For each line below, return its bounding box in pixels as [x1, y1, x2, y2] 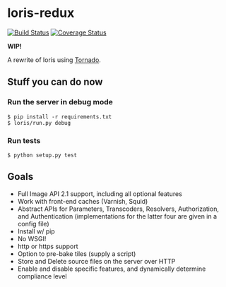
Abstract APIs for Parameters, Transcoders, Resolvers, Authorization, [17, 204, 219, 213]
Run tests [7, 135, 41, 145]
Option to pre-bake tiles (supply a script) [17, 249, 136, 258]
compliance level [17, 271, 67, 280]
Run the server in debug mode [7, 97, 113, 107]
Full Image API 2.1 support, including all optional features [17, 189, 182, 198]
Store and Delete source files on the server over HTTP [17, 257, 176, 265]
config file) [17, 219, 49, 228]
